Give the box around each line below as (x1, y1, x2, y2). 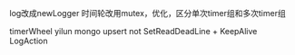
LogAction (9, 35, 48, 46)
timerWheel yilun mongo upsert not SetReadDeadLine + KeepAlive (9, 26, 258, 36)
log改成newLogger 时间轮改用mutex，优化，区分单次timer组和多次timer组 (9, 8, 286, 18)
